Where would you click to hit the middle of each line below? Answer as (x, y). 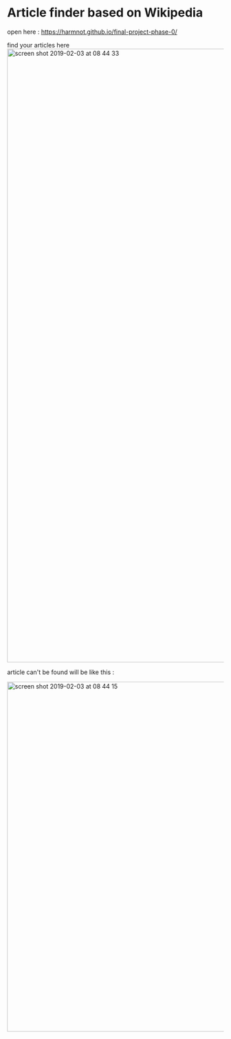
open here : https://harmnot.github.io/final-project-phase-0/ (92, 32)
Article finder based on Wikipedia (105, 13)
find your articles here (38, 45)
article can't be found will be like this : (61, 672)
